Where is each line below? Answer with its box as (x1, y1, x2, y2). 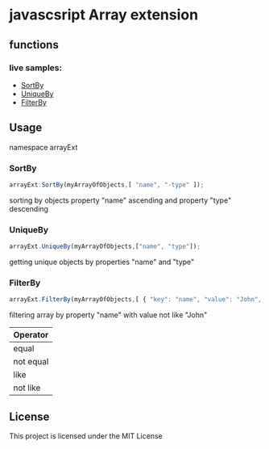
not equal (13, 356, 49, 367)
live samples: (9, 62, 63, 73)
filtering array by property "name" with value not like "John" (9, 310, 208, 320)
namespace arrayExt (9, 142, 78, 152)
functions (9, 38, 59, 52)
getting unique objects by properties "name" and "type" (9, 257, 195, 267)
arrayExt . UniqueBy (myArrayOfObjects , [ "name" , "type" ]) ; (9, 242, 201, 251)
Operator (13, 329, 49, 341)
